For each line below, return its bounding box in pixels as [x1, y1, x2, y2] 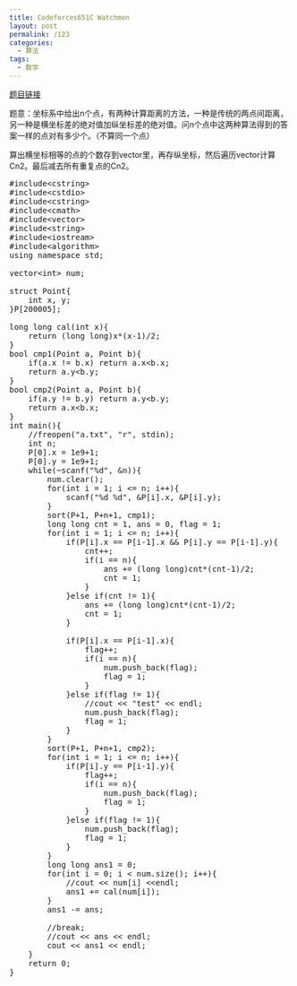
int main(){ [9, 420, 62, 430]
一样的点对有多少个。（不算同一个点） [16, 130, 155, 141]
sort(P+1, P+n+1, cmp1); [47, 510, 157, 520]
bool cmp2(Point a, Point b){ [9, 385, 142, 394]
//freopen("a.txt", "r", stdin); [28, 429, 175, 439]
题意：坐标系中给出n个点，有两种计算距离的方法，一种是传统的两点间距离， [9, 108, 289, 118]
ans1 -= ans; [47, 904, 105, 914]
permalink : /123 [9, 30, 70, 39]
